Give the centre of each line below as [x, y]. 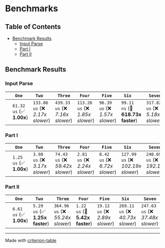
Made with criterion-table [31, 241]
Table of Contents [33, 27]
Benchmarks [32, 9]
